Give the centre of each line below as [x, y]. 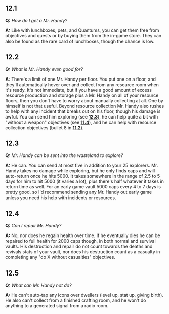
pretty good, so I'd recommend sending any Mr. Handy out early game [79, 192]
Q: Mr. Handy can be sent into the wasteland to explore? [64, 155]
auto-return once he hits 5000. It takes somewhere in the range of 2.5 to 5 [83, 176]
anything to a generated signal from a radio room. [57, 306]
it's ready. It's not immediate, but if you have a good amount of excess [78, 90]
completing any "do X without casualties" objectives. [60, 257]
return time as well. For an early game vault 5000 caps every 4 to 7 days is [83, 187]
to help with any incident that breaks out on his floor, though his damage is [83, 111]
